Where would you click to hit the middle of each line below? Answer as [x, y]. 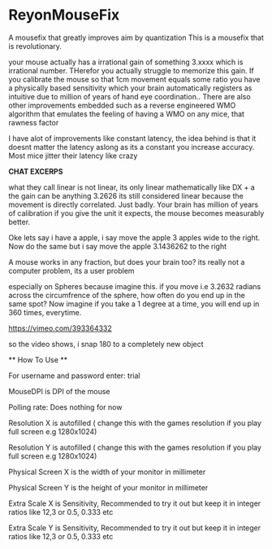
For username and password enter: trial [74, 376]
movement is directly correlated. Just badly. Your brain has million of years [134, 204]
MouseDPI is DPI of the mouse [60, 391]
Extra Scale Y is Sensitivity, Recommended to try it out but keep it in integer [135, 528]
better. [19, 222]
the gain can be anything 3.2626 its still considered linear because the [126, 195]
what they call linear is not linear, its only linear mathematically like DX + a [132, 187]
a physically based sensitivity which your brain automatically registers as [130, 88]
